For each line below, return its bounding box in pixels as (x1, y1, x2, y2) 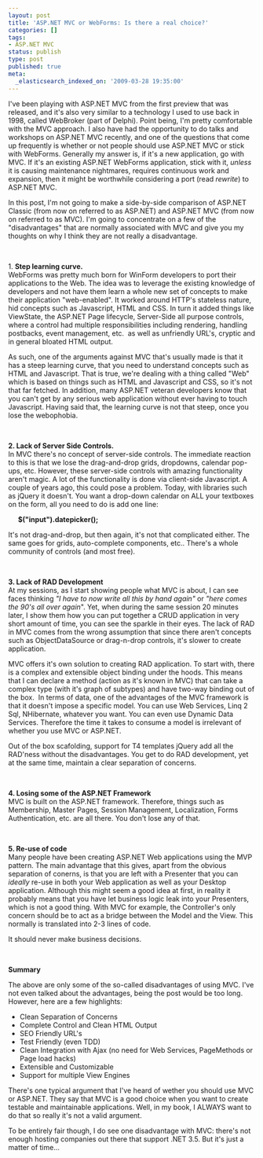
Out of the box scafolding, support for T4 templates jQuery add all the (8, 741, 234, 751)
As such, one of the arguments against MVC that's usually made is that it (8, 351, 243, 362)
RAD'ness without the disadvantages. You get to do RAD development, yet (8, 749, 249, 759)
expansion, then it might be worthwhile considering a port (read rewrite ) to (8, 174, 250, 183)
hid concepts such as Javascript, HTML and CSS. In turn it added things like (8, 303, 254, 313)
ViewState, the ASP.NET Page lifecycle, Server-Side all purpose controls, (8, 311, 245, 321)
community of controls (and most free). (8, 546, 136, 556)
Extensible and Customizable (19, 1062, 114, 1072)
